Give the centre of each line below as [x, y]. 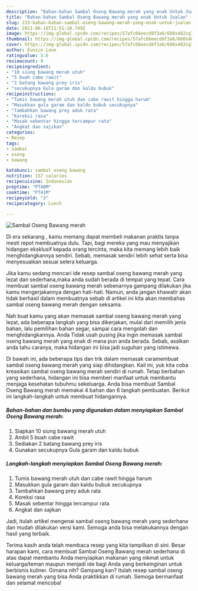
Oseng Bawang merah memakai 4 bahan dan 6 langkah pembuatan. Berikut [98, 390]
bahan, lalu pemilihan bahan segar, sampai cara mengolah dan [82, 329]
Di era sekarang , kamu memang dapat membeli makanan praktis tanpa [93, 237]
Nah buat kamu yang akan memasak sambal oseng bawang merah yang [94, 316]
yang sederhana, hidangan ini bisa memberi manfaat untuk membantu [91, 378]
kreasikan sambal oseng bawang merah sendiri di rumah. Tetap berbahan [95, 371]
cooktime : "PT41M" [29, 192]
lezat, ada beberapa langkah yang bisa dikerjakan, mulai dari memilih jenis [96, 322]
